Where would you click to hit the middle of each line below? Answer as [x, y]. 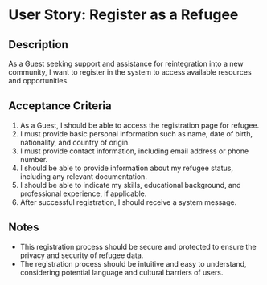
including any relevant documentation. [83, 176]
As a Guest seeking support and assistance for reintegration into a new [126, 63]
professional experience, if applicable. [83, 193]
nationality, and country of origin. [75, 142]
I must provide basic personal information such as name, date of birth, [136, 133]
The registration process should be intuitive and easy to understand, [133, 263]
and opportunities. [39, 81]
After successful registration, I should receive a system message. [128, 202]
